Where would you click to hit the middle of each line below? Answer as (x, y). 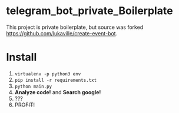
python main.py (33, 87)
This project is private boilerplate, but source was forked (75, 27)
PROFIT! (25, 105)
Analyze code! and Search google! (58, 92)
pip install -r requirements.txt (56, 80)
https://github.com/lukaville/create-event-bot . (62, 33)
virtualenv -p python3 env (48, 74)
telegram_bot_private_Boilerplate (89, 11)
